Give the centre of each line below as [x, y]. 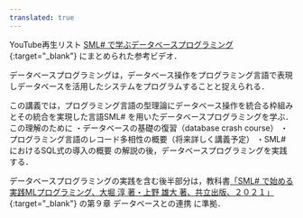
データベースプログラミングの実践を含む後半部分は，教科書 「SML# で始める [151, 180]
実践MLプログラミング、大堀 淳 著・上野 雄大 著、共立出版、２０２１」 [142, 192]
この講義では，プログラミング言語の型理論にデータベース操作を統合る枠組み [151, 105]
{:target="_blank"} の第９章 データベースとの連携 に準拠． [117, 203]
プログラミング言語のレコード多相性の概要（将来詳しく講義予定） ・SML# [148, 139]
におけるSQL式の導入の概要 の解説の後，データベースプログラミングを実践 [148, 150]
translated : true [42, 18]
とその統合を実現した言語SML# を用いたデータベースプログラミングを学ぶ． [151, 116]
